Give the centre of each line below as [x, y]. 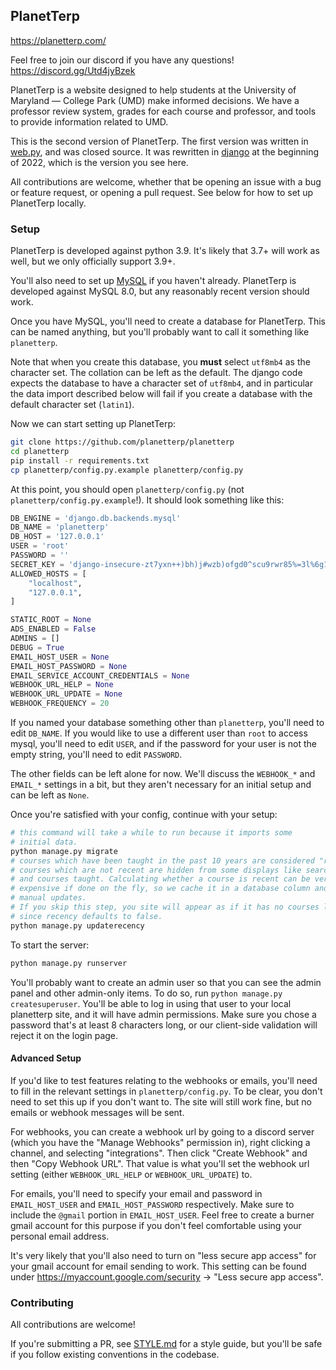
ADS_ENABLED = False [53, 629]
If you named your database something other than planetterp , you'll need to [167, 723]
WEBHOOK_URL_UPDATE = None [66, 694]
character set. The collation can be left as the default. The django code [156, 373]
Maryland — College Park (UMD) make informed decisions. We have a [155, 100]
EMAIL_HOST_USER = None [60, 657]
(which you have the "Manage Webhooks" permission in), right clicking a [160, 1142]
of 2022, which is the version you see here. [99, 162]
